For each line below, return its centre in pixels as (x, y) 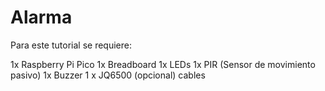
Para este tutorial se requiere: (71, 45)
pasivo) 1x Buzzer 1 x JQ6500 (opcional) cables (108, 75)
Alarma (41, 17)
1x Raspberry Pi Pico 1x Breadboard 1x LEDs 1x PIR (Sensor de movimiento (163, 64)
